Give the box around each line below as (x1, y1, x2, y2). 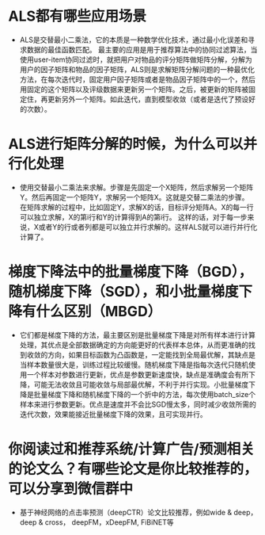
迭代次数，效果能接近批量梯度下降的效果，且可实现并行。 (19, 409, 207, 418)
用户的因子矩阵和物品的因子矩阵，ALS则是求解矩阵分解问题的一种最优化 (19, 64, 256, 74)
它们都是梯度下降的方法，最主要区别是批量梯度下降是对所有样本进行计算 (19, 330, 256, 339)
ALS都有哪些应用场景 (8, 7, 147, 25)
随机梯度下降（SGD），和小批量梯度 (8, 283, 239, 301)
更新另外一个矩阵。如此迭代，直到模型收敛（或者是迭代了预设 (47, 94, 249, 104)
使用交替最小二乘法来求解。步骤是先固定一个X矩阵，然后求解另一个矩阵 (19, 182, 254, 192)
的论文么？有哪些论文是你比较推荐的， (8, 460, 259, 478)
